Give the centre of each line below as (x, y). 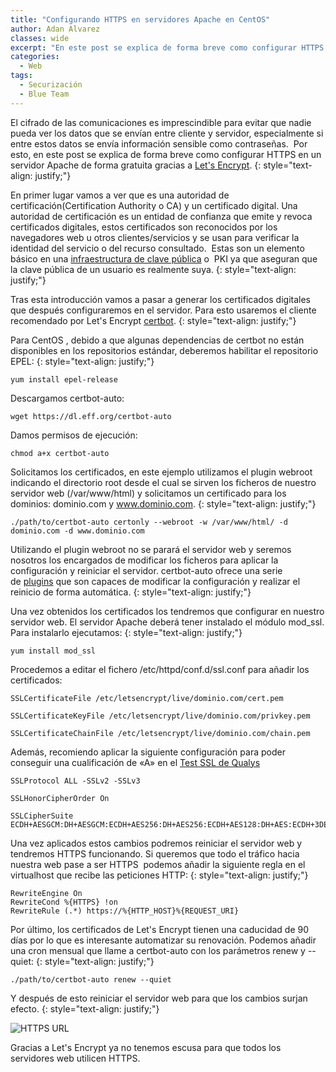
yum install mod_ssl (53, 651)
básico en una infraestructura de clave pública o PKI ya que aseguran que (164, 258)
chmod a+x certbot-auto (60, 453)
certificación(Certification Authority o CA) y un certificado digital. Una (154, 205)
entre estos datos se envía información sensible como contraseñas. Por (159, 143)
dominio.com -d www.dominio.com (77, 531)
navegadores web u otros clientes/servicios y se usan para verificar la (155, 237)
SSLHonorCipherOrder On (60, 798)
